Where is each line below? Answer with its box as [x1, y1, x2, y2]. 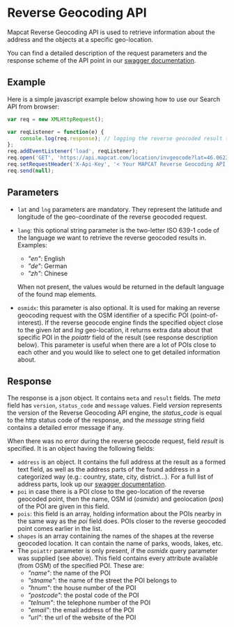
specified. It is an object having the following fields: [7, 444, 155, 453]
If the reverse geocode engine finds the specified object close [45, 318, 224, 327]
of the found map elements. [17, 290, 97, 298]
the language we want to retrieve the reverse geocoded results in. [17, 233, 207, 242]
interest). [17, 318, 44, 327]
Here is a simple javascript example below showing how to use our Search [7, 95, 221, 103]
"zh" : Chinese [27, 269, 68, 277]
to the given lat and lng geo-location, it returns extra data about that [17, 325, 213, 334]
